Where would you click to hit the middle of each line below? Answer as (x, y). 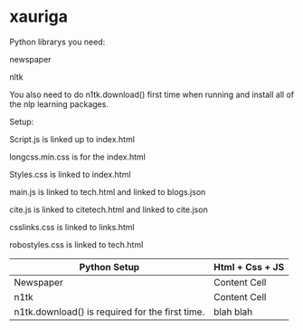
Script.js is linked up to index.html (72, 139)
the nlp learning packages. (59, 104)
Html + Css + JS (249, 267)
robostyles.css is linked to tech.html (76, 244)
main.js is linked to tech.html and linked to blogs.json (108, 191)
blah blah (233, 312)
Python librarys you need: (57, 42)
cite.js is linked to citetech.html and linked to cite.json (109, 209)
